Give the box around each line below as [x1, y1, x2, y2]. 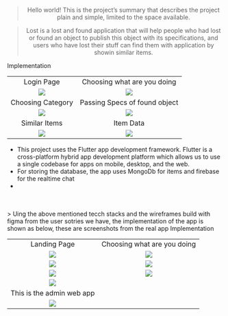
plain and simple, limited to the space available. [57, 13, 190, 21]
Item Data [113, 118, 145, 128]
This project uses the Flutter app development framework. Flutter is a [16, 145, 213, 153]
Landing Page [30, 240, 75, 249]
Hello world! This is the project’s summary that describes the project [27, 6, 220, 14]
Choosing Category [10, 98, 73, 107]
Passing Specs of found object [79, 98, 179, 107]
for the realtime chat [16, 174, 75, 183]
